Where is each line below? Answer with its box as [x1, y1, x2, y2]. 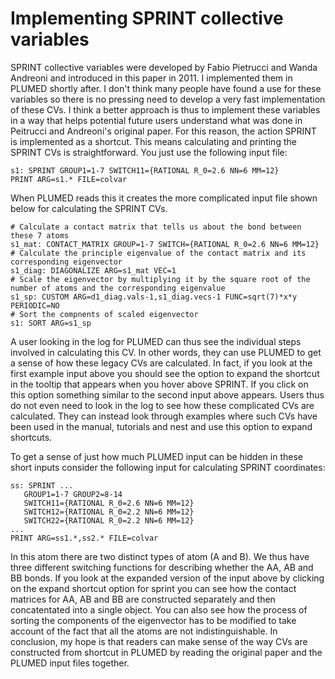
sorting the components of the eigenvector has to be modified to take [10, 614, 297, 626]
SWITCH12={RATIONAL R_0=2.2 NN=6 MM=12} [23, 507, 195, 517]
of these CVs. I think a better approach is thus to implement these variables [10, 103, 321, 116]
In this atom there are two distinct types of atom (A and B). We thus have [10, 550, 310, 562]
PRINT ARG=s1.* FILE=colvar [10, 174, 128, 184]
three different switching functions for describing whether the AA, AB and [10, 561, 314, 573]
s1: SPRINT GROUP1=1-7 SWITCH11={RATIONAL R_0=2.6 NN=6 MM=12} [10, 165, 280, 176]
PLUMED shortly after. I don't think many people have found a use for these [10, 82, 322, 94]
